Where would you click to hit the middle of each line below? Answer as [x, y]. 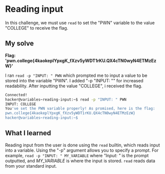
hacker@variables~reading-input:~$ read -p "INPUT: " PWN [66, 100]
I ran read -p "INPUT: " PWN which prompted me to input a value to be [76, 75]
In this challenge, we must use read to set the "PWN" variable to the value [80, 23]
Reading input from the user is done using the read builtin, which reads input [82, 145]
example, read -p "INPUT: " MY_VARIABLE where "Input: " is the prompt [77, 155]
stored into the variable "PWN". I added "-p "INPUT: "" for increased [74, 80]
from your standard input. [31, 166]
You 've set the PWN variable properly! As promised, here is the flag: [80, 109]
